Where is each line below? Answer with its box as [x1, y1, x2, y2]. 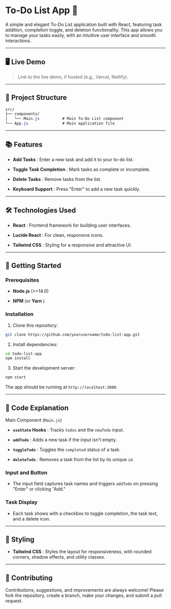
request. [5, 598, 23, 604]
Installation [5, 311, 34, 318]
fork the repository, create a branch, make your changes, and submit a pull [5, 592, 162, 599]
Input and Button [5, 469, 47, 476]
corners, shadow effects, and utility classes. [12, 554, 105, 560]
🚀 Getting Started [5, 261, 62, 270]
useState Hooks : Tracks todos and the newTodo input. [12, 427, 124, 433]
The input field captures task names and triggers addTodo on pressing [12, 480, 158, 487]
